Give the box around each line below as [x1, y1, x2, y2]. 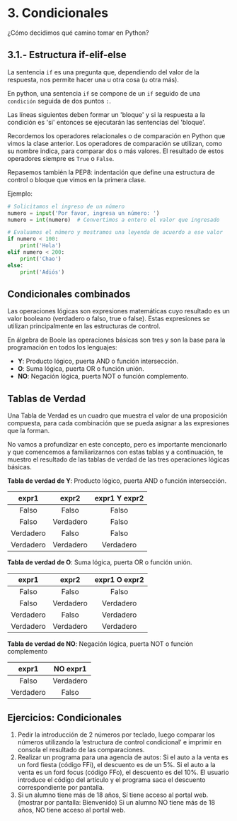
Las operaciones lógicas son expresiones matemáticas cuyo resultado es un [7, 307, 230, 315]
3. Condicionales [7, 5, 109, 21]
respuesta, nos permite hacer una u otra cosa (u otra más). [7, 75, 179, 84]
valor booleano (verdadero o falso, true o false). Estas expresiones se [7, 314, 210, 323]
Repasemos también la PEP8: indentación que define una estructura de [7, 168, 215, 177]
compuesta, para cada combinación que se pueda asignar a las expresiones [7, 419, 230, 428]
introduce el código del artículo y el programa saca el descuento [17, 775, 206, 784]
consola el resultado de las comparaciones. [17, 745, 145, 754]
